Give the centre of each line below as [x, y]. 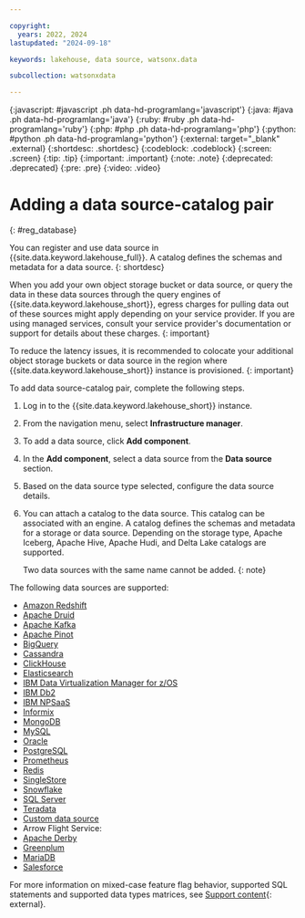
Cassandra [43, 654]
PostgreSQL [45, 751]
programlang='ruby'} [49, 130]
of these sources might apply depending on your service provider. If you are [152, 314]
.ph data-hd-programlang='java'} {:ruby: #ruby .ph [104, 120]
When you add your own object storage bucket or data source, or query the [151, 285]
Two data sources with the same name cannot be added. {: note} [144, 570]
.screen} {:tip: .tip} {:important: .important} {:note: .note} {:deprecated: [141, 158]
